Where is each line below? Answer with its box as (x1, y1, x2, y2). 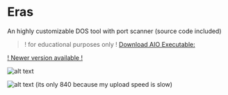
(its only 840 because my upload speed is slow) (35, 80, 172, 88)
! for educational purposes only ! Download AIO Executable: (24, 40, 196, 48)
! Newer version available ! (7, 53, 83, 62)
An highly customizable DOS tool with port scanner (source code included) (7, 27, 222, 35)
